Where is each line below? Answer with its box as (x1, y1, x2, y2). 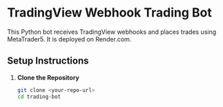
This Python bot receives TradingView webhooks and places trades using (7, 28, 217, 36)
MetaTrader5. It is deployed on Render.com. (7, 35, 132, 43)
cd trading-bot (17, 93, 61, 100)
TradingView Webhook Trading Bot (7, 5, 212, 21)
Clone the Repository (17, 73, 79, 81)
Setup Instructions (7, 55, 89, 67)
